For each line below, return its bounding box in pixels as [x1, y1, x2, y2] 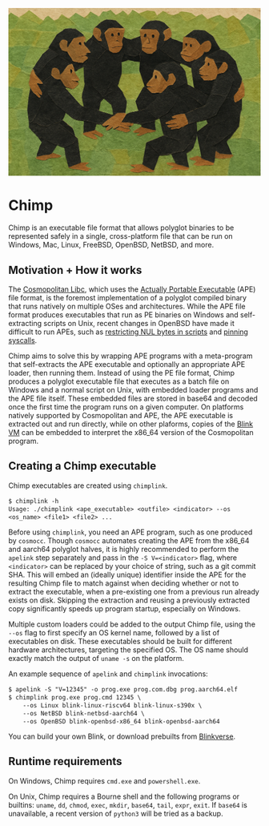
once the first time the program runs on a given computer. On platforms [8, 401, 244, 412]
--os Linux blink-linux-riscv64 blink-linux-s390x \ [22, 701, 203, 709]
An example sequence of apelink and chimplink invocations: [8, 669, 208, 679]
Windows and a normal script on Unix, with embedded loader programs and [8, 385, 259, 394]
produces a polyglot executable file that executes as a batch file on [8, 377, 230, 386]
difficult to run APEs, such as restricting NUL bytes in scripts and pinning [8, 327, 248, 336]
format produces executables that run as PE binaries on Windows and [8, 309, 239, 320]
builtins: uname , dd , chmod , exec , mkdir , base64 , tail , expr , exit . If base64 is [8, 800, 248, 809]
